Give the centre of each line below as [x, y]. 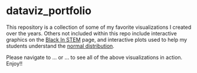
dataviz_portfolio [49, 11]
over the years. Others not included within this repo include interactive [91, 33]
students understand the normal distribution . [60, 46]
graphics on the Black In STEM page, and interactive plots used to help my [97, 39]
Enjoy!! [14, 64]
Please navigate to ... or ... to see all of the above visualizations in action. [94, 57]
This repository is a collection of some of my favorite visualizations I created [99, 27]
